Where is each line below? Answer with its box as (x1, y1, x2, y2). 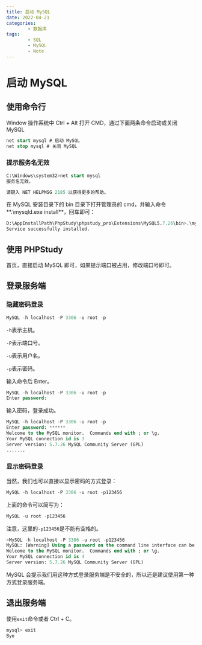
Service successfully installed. (6, 226, 90, 233)
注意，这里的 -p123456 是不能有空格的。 (6, 525, 102, 532)
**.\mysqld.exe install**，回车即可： (6, 208, 96, 216)
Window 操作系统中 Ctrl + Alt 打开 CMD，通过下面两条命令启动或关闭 (6, 119, 178, 126)
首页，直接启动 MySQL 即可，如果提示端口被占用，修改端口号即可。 (6, 261, 176, 269)
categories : (6, 20, 36, 26)
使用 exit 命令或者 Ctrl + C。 (6, 615, 75, 622)
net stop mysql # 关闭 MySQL (6, 143, 78, 149)
